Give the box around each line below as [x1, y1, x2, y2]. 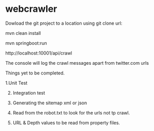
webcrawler [5, 3, 57, 15]
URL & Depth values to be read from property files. [12, 119, 120, 126]
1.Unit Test [5, 80, 28, 86]
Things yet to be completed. [5, 70, 65, 76]
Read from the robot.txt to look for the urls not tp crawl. [12, 109, 130, 116]
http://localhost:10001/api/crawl [5, 50, 72, 56]
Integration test [12, 89, 45, 96]
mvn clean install [5, 30, 41, 36]
